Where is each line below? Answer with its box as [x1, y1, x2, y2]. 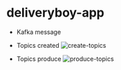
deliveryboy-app [6, 5, 104, 21]
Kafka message [16, 28, 62, 36]
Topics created [16, 41, 59, 49]
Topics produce [16, 54, 62, 63]
